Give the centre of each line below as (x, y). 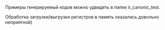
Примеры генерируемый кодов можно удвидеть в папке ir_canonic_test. (83, 7)
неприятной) (19, 22)
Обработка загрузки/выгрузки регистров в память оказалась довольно (82, 17)
